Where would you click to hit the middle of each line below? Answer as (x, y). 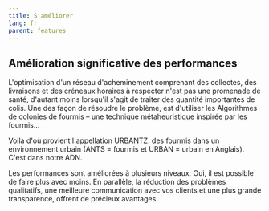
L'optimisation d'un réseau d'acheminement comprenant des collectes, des (132, 83)
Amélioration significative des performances (123, 63)
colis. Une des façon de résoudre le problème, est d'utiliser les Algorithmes (133, 108)
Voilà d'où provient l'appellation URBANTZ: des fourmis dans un (114, 140)
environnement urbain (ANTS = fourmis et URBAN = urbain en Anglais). (126, 149)
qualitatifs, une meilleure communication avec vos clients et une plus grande (135, 190)
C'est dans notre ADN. (45, 158)
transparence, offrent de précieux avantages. (83, 199)
